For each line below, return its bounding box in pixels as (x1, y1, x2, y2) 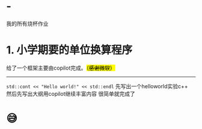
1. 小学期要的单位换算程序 (6, 43, 133, 57)
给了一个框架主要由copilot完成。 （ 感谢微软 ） (6, 64, 115, 71)
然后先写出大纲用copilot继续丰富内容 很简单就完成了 (6, 90, 135, 97)
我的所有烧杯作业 (6, 20, 49, 27)
